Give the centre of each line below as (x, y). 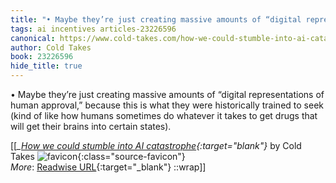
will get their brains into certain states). (91, 126)
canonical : (33, 38)
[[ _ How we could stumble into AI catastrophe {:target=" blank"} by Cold (156, 145)
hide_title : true (46, 66)
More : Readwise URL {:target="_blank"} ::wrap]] (108, 167)
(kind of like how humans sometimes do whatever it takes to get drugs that (164, 115)
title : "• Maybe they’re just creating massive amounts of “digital (156, 19)
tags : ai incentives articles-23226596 (93, 29)
